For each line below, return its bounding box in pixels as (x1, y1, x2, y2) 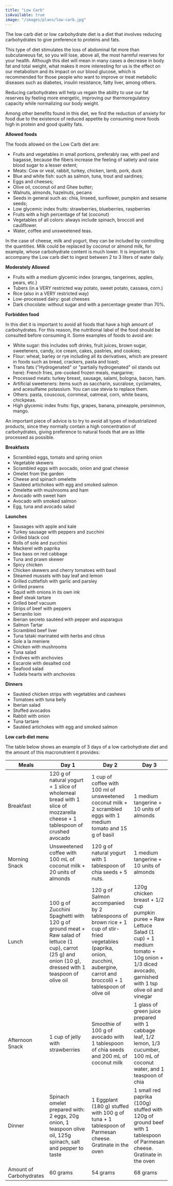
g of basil (92, 831, 114, 839)
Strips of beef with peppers (12, 605, 71, 612)
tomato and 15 (92, 825, 127, 832)
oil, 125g (49, 1132, 71, 1139)
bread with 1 (49, 796, 80, 803)
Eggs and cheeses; (12, 179, 54, 185)
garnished (133, 973, 159, 981)
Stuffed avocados (12, 707, 50, 713)
